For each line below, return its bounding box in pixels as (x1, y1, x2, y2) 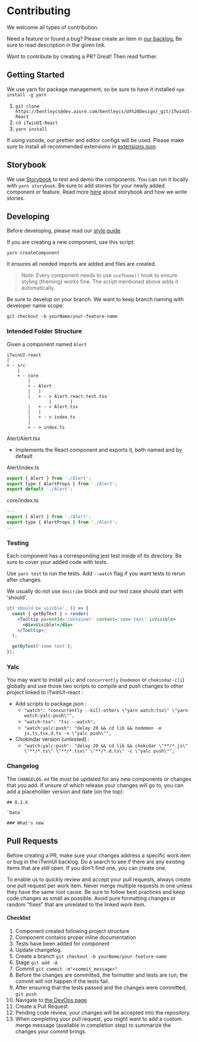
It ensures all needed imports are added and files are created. (6, 260, 157, 267)
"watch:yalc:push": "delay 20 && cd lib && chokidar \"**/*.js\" (24, 743, 188, 749)
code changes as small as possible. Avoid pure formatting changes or (6, 895, 176, 902)
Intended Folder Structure (6, 327, 82, 335)
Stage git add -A (15, 958, 58, 966)
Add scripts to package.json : (15, 700, 87, 707)
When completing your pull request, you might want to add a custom (15, 1015, 182, 1022)
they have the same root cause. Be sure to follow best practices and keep (6, 888, 185, 895)
